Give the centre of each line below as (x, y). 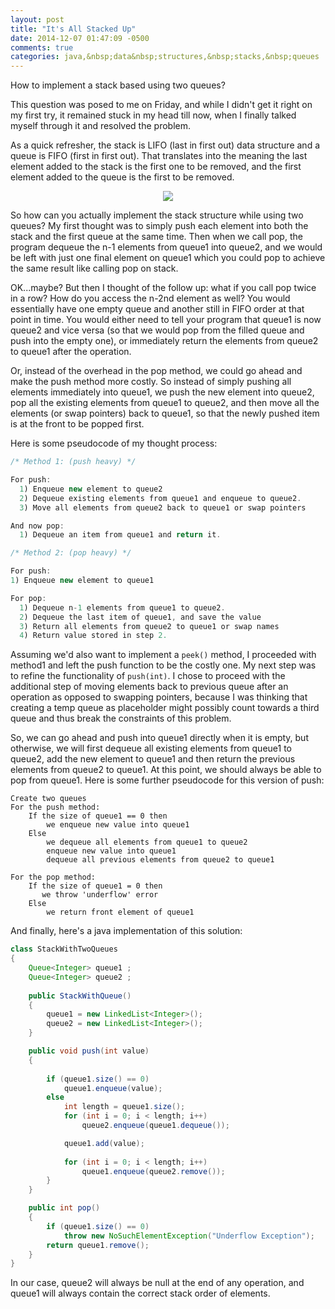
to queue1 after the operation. (71, 352)
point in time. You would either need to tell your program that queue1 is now (166, 320)
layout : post (37, 19)
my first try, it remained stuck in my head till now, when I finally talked (153, 115)
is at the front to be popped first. (77, 424)
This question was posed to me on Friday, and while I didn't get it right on (161, 105)
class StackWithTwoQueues (64, 949)
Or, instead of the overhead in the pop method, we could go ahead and (156, 371)
